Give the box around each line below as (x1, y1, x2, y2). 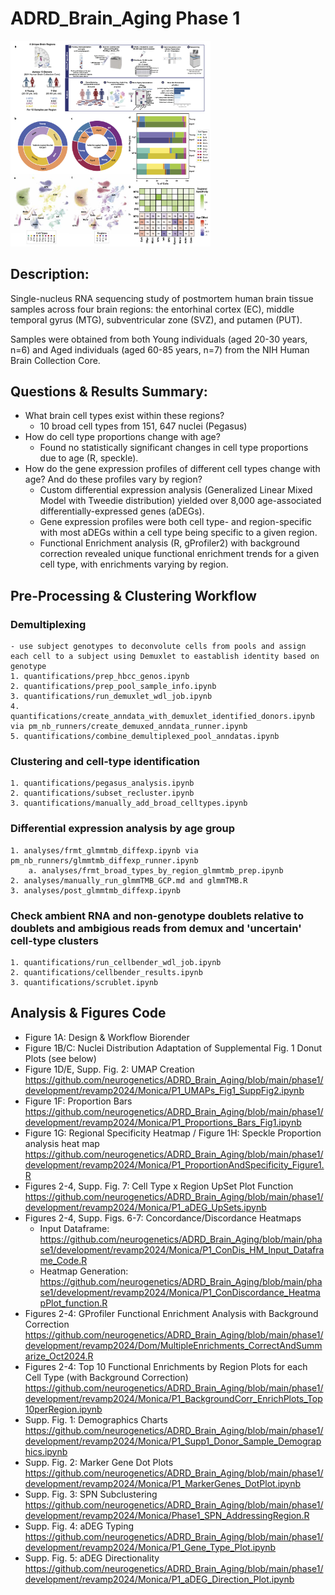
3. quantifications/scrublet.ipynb (10, 977, 159, 987)
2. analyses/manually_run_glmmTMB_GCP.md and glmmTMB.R (10, 875, 248, 886)
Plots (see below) (24, 1052, 97, 1064)
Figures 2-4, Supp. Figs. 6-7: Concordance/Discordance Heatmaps (24, 1212, 302, 1224)
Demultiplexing (10, 617, 87, 631)
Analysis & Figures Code (10, 1005, 167, 1022)
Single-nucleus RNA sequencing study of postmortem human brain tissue (10, 292, 314, 304)
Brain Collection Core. (10, 354, 101, 366)
